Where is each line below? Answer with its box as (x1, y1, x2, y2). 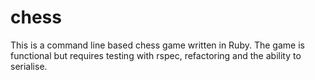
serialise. (10, 60, 48, 72)
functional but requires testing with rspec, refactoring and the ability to (10, 49, 302, 61)
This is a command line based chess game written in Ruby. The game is (10, 39, 305, 51)
